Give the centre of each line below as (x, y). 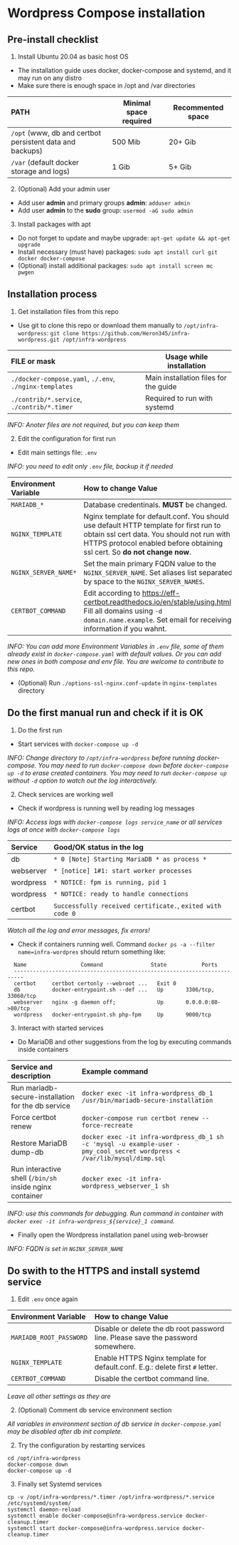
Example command (115, 1071)
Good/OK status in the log (99, 847)
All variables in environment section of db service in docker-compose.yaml (115, 1424)
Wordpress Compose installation (106, 13)
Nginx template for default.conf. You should (156, 516)
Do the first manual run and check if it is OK (106, 713)
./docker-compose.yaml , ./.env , (63, 378)
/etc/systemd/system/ (39, 1504)
